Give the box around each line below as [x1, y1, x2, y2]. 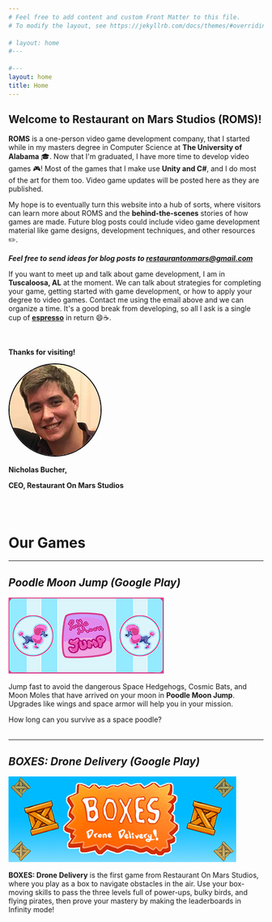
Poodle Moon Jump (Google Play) [8, 576, 181, 590]
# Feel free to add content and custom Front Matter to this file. [8, 13, 241, 21]
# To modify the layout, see [8, 21, 107, 30]
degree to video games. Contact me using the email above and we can [8, 295, 244, 305]
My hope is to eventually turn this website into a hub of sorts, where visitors [8, 199, 261, 210]
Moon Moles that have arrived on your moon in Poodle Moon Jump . [8, 690, 235, 701]
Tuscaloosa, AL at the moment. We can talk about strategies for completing [8, 278, 261, 288]
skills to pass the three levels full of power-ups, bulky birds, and [35, 888, 249, 897]
